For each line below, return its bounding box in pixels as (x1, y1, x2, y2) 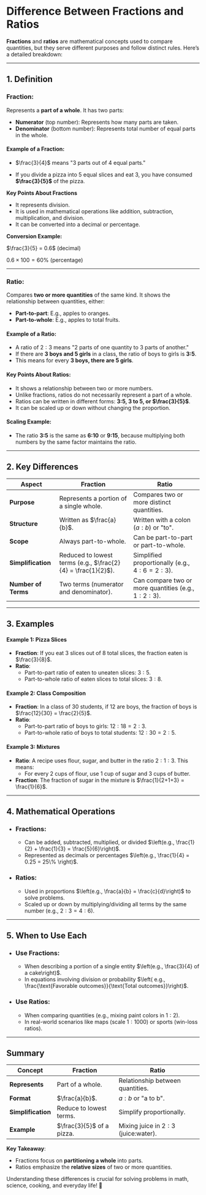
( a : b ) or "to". (132, 523, 174, 531)
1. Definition (6, 74, 53, 85)
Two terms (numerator (59, 580, 124, 588)
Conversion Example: (6, 232, 63, 240)
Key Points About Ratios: (6, 371, 71, 378)
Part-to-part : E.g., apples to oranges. (15, 309, 110, 317)
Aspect (20, 480, 42, 488)
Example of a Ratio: (6, 330, 57, 338)
